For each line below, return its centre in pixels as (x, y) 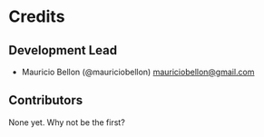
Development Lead (63, 50)
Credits (37, 17)
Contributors (46, 100)
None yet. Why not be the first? (67, 122)
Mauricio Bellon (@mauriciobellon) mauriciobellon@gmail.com (138, 72)
